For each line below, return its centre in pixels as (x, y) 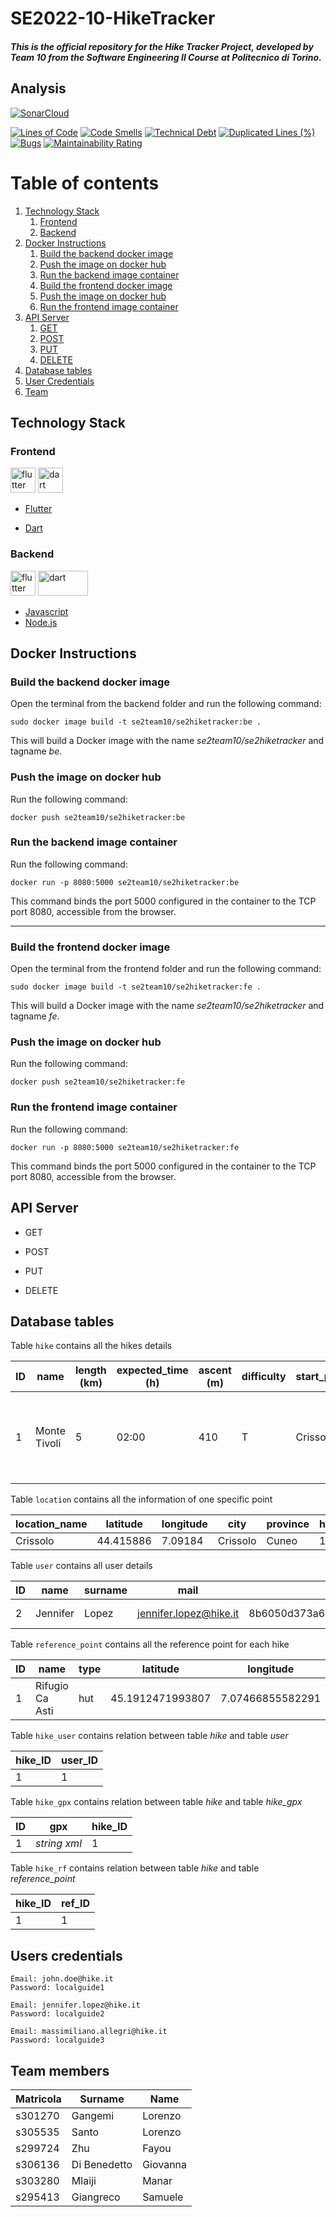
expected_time (152, 1370)
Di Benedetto (102, 2164)
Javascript (46, 611)
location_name (51, 1524)
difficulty (264, 1377)
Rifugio (52, 1686)
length (90, 1370)
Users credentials (66, 1955)
